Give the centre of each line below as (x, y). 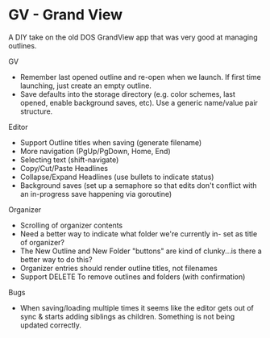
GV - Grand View (66, 15)
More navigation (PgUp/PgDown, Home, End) (95, 151)
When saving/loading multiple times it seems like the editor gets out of (137, 307)
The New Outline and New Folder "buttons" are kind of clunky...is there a (141, 251)
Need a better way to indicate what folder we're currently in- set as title (139, 234)
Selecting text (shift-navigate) (69, 160)
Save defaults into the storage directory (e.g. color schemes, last (127, 94)
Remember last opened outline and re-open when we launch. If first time (141, 77)
